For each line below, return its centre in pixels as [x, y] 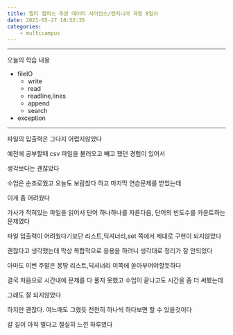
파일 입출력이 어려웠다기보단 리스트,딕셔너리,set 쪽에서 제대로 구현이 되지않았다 [114, 236]
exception [32, 118]
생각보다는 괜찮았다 [33, 169]
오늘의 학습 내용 [29, 60]
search [37, 111]
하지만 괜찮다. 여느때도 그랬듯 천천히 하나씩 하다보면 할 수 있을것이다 [100, 310]
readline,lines [47, 96]
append [38, 103]
